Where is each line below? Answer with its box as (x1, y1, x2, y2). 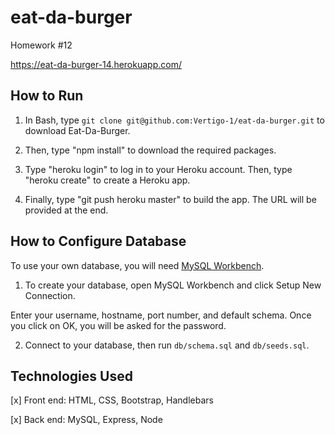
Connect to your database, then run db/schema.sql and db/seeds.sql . (24, 339, 310, 351)
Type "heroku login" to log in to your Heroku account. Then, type (24, 163, 293, 175)
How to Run (10, 87, 84, 105)
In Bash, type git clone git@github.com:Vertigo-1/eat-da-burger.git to (24, 114, 325, 126)
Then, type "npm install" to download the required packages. (24, 144, 277, 156)
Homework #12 (10, 39, 73, 51)
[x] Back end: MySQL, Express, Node (10, 414, 163, 426)
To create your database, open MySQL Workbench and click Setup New (24, 279, 322, 291)
